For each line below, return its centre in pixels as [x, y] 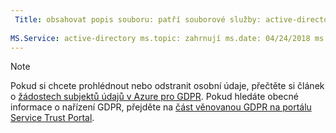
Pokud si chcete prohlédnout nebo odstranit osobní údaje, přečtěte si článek [167, 86]
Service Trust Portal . [52, 118]
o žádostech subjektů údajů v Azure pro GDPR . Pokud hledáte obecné [154, 97]
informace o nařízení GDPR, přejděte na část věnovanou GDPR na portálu [161, 107]
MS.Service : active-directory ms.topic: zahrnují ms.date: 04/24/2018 [160, 38]
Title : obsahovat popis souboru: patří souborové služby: [138, 19]
